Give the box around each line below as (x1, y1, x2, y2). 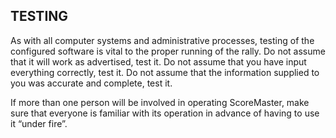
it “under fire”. (10, 117, 68, 129)
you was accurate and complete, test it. (10, 77, 173, 89)
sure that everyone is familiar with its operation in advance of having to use (10, 107, 320, 119)
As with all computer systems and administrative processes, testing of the (10, 34, 315, 46)
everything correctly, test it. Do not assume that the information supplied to (10, 66, 320, 78)
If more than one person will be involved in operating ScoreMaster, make (10, 96, 310, 108)
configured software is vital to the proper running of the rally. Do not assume (10, 45, 326, 57)
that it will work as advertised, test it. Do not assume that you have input (10, 55, 307, 68)
